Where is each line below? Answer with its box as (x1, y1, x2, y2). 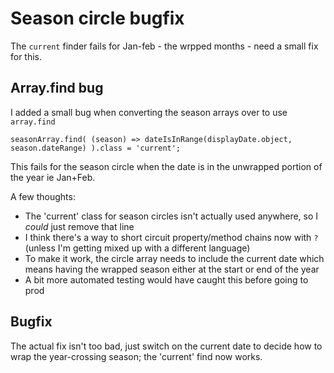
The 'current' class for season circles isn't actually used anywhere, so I (24, 210, 319, 222)
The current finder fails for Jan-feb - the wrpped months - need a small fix (10, 40, 319, 52)
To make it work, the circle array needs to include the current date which (24, 252, 325, 264)
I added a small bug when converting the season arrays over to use (10, 106, 288, 118)
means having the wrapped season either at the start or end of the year (24, 263, 320, 275)
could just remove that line (24, 220, 135, 232)
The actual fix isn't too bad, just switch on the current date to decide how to (10, 340, 323, 352)
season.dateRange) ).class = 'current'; (10, 143, 182, 153)
